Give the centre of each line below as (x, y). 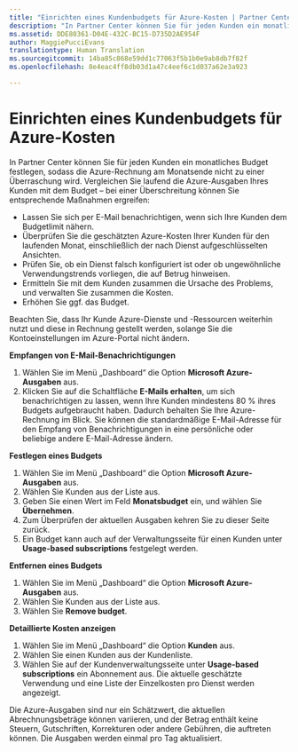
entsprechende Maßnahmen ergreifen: (80, 200)
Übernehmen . (48, 511)
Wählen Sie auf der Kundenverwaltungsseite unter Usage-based (140, 664)
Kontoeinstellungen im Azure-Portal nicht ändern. (100, 337)
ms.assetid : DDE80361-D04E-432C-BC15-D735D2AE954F (105, 34)
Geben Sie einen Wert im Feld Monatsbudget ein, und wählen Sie (142, 501)
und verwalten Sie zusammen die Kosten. (98, 292)
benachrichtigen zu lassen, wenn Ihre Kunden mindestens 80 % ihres (149, 400)
